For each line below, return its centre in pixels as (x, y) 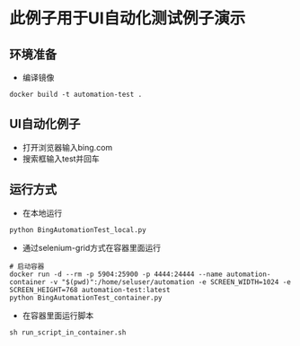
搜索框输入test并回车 (61, 159)
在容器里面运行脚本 (58, 316)
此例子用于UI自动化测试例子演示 (128, 18)
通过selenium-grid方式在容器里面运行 (92, 247)
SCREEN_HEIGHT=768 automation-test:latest (90, 290)
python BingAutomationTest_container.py (86, 298)
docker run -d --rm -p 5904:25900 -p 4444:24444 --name (116, 274)
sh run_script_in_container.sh (68, 333)
